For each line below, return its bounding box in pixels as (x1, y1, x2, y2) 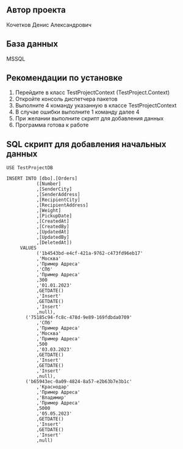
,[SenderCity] (36, 186, 72, 192)
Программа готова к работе (15, 122, 89, 129)
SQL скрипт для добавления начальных (6, 139, 167, 149)
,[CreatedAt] (36, 218, 70, 225)
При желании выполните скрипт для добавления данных (15, 115, 164, 122)
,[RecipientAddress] (36, 202, 88, 208)
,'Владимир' (36, 395, 67, 401)
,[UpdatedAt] (36, 229, 70, 235)
